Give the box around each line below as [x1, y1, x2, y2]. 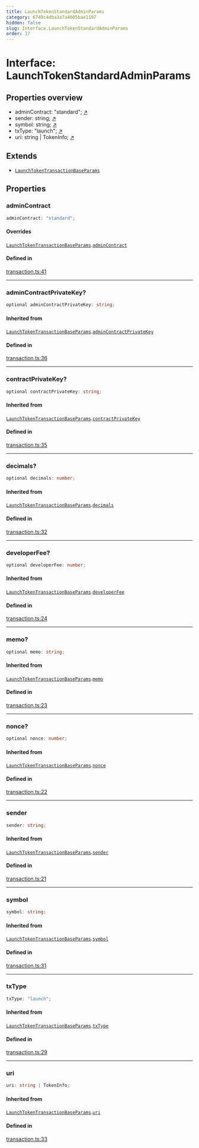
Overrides [6, 228, 31, 235]
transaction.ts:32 [6, 528, 47, 535]
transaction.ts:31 [6, 962, 47, 969]
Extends [6, 151, 37, 161]
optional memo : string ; [6, 649, 65, 655]
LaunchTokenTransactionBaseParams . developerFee [6, 588, 125, 595]
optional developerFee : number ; [6, 562, 86, 568]
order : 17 [6, 31, 31, 37]
